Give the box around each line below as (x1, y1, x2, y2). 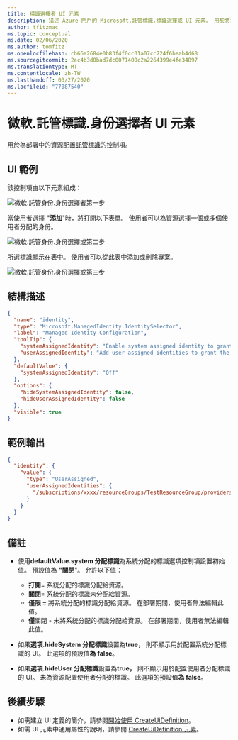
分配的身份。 (19, 223, 57, 231)
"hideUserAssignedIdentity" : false (20, 395, 125, 403)
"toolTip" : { (13, 336, 52, 343)
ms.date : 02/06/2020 (7, 37, 69, 44)
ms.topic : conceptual (7, 30, 72, 38)
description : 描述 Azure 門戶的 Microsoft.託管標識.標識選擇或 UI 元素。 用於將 (7, 17, 230, 24)
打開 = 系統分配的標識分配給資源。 (28, 581, 127, 590)
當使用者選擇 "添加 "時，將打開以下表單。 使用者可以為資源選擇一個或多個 (7, 214, 222, 222)
